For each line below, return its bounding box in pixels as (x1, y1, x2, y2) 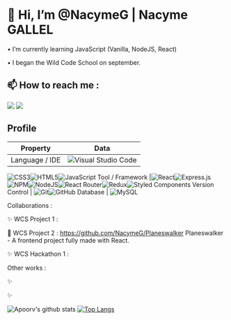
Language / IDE (10, 155, 61, 165)
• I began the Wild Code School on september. (7, 58, 141, 66)
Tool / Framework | (97, 173, 152, 181)
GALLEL (7, 22, 54, 38)
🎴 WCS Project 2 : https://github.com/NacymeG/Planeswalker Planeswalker (7, 229, 224, 237)
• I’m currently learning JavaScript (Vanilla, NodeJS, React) (7, 45, 177, 53)
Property (20, 143, 51, 153)
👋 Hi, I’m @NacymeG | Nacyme (7, 7, 189, 23)
